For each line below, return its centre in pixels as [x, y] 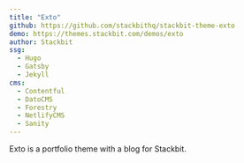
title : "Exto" [35, 17]
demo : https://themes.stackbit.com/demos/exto [96, 33]
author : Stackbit [41, 42]
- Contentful [41, 91]
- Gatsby [33, 67]
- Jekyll [33, 75]
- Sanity [33, 124]
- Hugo [29, 58]
